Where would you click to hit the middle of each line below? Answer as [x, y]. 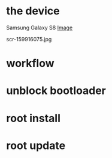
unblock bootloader [56, 91]
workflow [30, 63]
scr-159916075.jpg [29, 39]
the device [33, 11]
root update [36, 145]
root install [34, 118]
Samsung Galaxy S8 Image [40, 28]
